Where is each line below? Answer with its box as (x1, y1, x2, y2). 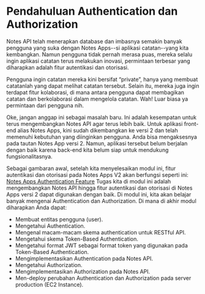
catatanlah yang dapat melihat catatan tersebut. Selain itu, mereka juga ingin (6, 82, 199, 90)
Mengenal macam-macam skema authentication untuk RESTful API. (15, 228, 186, 236)
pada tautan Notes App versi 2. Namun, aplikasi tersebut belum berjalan (6, 139, 188, 147)
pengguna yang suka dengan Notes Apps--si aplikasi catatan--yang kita (6, 44, 189, 52)
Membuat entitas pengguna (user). (15, 215, 103, 223)
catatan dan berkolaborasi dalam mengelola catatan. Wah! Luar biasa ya (6, 95, 188, 103)
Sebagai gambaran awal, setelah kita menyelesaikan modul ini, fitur (6, 164, 176, 172)
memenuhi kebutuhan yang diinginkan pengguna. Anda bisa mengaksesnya (6, 133, 198, 141)
